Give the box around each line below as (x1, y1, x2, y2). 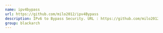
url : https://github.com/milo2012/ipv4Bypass (5, 12, 98, 16)
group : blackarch (5, 20, 40, 26)
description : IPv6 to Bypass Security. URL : (5, 16, 98, 21)
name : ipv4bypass (5, 7, 40, 12)
